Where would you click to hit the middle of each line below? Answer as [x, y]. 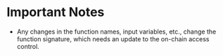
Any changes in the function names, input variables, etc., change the [116, 31]
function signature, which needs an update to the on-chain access [113, 38]
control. [28, 46]
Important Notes [56, 12]
